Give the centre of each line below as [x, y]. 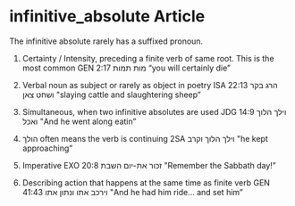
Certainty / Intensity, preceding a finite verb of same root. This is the [148, 58]
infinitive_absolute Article [107, 16]
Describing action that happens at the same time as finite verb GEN [146, 182]
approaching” [47, 148]
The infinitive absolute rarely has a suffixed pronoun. [106, 41]
